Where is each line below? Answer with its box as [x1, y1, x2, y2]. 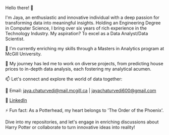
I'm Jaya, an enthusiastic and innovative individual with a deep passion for [5, 15, 160, 20]
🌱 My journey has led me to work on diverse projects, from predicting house [5, 61, 163, 66]
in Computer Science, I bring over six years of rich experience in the [5, 25, 147, 31]
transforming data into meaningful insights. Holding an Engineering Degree [5, 20, 161, 26]
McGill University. [5, 51, 42, 57]
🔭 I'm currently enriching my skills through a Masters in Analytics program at [5, 46, 164, 51]
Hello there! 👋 [5, 5, 34, 11]
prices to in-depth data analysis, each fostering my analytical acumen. [5, 66, 151, 72]
